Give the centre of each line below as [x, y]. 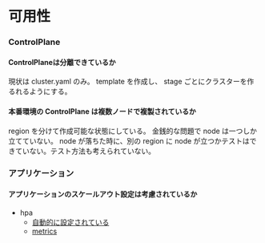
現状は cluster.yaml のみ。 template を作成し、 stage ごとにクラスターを [128, 82]
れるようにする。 [43, 91]
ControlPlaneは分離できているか [62, 62]
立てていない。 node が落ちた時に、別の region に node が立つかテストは [129, 140]
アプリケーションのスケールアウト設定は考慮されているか [103, 194]
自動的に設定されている [70, 222]
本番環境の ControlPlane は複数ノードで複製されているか [102, 111]
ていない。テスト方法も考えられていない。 [85, 151]
